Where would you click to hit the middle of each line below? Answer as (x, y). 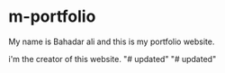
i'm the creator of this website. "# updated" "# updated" (112, 59)
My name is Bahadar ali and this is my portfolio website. (112, 41)
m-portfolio (52, 17)
